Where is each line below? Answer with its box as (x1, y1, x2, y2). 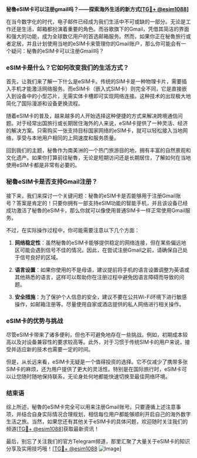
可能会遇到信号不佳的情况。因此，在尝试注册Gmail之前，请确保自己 (19, 246, 183, 253)
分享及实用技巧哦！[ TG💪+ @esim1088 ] (6, 445, 122, 452)
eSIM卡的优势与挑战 (6, 317, 63, 325)
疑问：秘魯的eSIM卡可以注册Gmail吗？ (11, 48, 104, 55)
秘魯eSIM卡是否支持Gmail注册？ (6, 178, 98, 186)
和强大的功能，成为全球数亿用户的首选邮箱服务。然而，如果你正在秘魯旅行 (6, 33, 186, 40)
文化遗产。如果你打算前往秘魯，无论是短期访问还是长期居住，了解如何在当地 (6, 154, 191, 161)
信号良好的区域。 (19, 253, 62, 260)
